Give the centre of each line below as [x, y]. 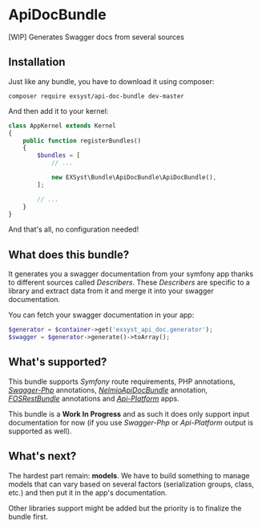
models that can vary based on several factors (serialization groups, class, [131, 484]
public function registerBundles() [82, 141]
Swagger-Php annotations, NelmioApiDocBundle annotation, [108, 389]
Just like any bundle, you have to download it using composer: [111, 81]
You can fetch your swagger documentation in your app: [101, 315]
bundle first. [28, 516]
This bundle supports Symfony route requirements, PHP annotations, [122, 381]
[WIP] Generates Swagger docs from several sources [96, 37]
